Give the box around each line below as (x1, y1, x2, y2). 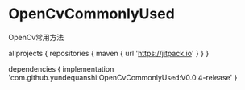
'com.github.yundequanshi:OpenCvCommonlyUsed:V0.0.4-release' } (8, 72, 238, 82)
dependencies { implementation (8, 63, 114, 73)
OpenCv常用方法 (8, 32, 64, 42)
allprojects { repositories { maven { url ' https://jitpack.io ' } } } (8, 48, 210, 58)
